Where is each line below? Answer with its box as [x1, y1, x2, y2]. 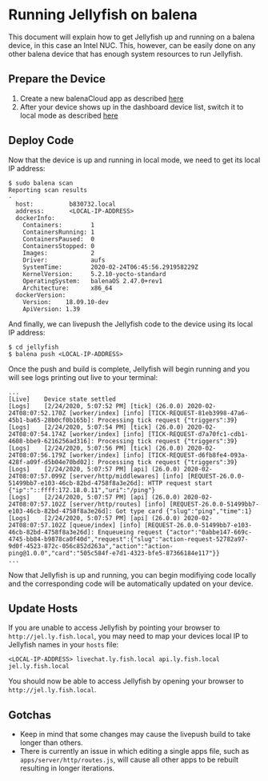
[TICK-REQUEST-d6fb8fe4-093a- [147, 451, 249, 459]
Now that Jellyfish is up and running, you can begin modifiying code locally [8, 570, 257, 579]
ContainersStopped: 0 [22, 242, 94, 250]
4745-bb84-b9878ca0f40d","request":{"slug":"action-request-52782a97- [8, 535, 249, 543]
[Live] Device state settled [8, 395, 116, 403]
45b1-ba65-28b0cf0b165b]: [8, 416, 94, 424]
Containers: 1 [22, 221, 94, 229]
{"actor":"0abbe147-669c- [165, 528, 252, 536]
